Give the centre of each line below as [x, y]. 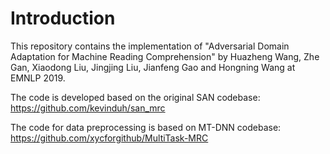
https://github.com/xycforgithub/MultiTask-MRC [109, 138]
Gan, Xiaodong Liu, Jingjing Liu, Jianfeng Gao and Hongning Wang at [153, 67]
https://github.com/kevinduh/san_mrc [88, 108]
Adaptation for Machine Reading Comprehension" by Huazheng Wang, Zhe [165, 56]
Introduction [63, 18]
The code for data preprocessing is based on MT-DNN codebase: [146, 127]
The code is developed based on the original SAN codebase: [135, 97]
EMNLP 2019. [38, 78]
